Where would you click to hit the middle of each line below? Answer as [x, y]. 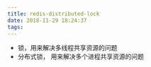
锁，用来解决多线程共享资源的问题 [67, 48]
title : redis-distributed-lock [54, 14]
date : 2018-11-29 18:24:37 [47, 20]
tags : [15, 27]
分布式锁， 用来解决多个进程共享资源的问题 [80, 56]
